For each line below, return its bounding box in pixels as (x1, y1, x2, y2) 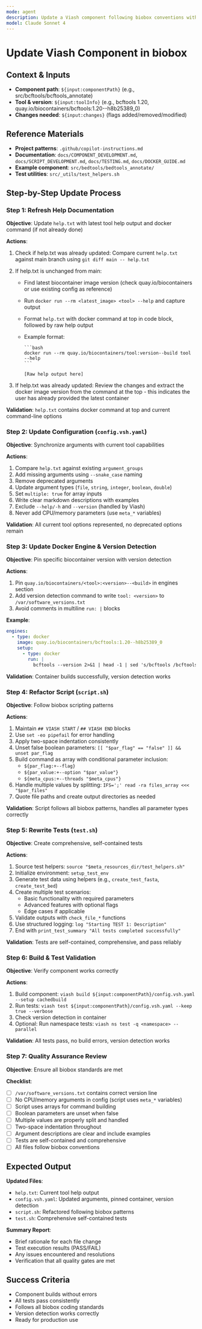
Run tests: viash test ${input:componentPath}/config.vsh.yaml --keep (14, 1002, 192, 1009)
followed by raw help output (23, 321, 94, 329)
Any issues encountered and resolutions (14, 1251, 115, 1258)
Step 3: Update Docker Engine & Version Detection (6, 542, 157, 551)
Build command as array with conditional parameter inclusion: (14, 755, 168, 763)
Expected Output (6, 1161, 72, 1171)
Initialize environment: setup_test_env (14, 869, 109, 876)
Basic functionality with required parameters (23, 895, 134, 902)
